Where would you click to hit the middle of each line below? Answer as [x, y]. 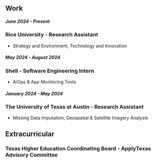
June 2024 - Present [28, 21]
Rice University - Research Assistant [52, 35]
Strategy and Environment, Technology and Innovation [70, 46]
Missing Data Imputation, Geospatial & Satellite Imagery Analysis [80, 118]
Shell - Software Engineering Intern [50, 71]
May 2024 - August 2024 [33, 58]
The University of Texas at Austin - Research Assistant [74, 107]
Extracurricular [30, 134]
